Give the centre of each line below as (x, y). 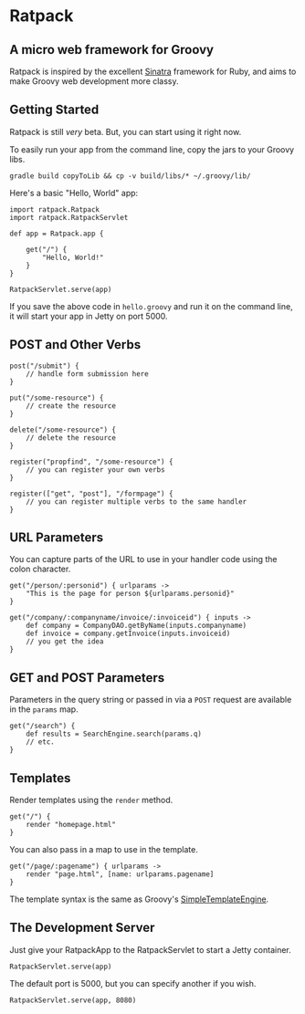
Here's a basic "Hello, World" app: (74, 193)
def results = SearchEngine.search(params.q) (114, 734)
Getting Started (54, 110)
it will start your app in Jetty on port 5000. (89, 316)
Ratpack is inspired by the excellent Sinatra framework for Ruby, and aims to (153, 71)
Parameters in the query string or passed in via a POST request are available (151, 700)
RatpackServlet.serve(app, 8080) (73, 1000)
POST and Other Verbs (75, 345)
